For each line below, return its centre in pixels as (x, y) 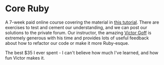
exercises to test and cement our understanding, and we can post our (76, 27)
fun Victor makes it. (25, 58)
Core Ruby (27, 9)
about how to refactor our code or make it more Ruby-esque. (67, 43)
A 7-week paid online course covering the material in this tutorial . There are (82, 22)
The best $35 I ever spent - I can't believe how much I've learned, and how (82, 53)
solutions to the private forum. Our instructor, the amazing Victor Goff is (78, 32)
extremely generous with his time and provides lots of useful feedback (77, 38)
